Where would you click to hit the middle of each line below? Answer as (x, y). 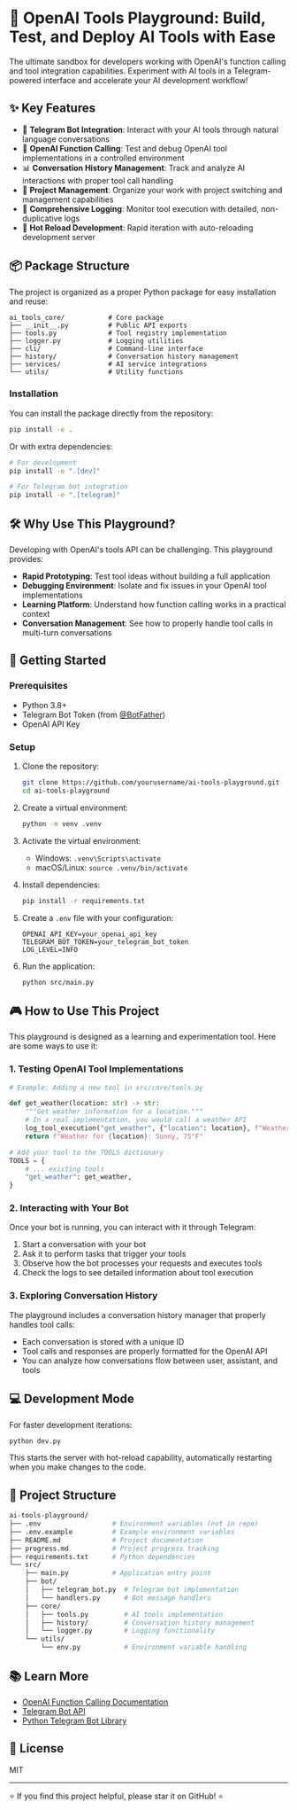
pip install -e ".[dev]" (55, 471)
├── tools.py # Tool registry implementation (118, 333)
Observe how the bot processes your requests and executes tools (142, 1263)
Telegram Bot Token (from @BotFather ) (94, 714)
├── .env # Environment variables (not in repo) (134, 1524)
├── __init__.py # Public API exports (99, 325)
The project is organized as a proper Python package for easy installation (143, 292)
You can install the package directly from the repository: (111, 413)
